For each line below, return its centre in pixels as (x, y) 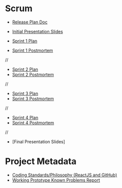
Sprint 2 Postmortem (33, 74)
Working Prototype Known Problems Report (56, 180)
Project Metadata (41, 161)
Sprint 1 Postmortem (32, 50)
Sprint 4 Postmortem (33, 123)
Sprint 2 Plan (25, 69)
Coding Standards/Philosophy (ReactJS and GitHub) (64, 175)
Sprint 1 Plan (25, 41)
